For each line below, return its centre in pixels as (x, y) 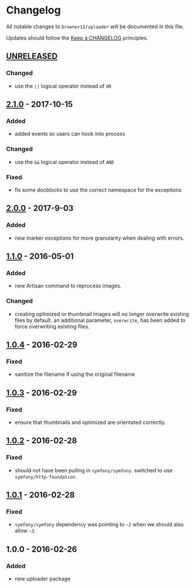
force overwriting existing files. (52, 326)
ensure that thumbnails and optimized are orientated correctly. (90, 422)
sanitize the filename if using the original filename (75, 374)
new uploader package (42, 579)
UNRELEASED (32, 56)
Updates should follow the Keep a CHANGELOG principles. (77, 38)
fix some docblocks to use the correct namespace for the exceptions (98, 190)
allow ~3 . (25, 531)
